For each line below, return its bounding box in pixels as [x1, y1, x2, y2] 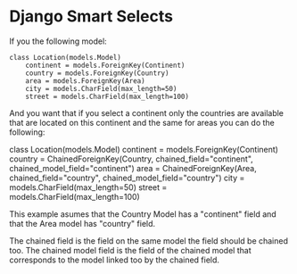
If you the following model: [9, 36, 107, 46]
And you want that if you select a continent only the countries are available [9, 107, 284, 118]
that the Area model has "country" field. [9, 218, 156, 228]
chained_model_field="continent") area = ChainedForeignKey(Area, [9, 162, 257, 173]
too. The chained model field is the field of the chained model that [9, 245, 252, 255]
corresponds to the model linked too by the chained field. [9, 254, 220, 265]
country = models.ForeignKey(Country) [25, 69, 169, 78]
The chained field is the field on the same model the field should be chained [9, 235, 288, 246]
